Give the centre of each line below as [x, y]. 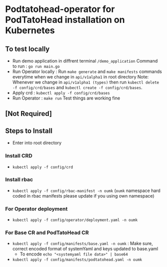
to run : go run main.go [36, 66]
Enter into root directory [37, 143]
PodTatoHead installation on [65, 20]
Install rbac [19, 179]
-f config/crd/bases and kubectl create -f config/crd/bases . [77, 87]
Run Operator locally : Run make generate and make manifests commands [87, 71]
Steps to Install [29, 131]
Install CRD [19, 156]
